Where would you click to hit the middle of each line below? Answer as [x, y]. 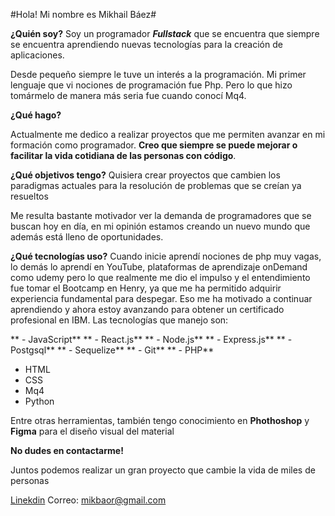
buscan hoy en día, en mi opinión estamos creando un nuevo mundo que [160, 226]
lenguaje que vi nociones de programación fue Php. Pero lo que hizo [151, 85]
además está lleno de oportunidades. [87, 237]
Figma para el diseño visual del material [92, 431]
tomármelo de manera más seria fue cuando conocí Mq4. [128, 95]
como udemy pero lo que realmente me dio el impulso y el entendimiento [160, 277]
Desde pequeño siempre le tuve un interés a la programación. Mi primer [158, 74]
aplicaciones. [37, 55]
